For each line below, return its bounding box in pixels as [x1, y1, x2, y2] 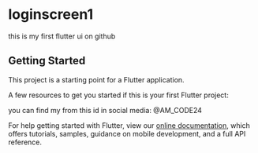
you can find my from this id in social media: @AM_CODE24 [8, 105, 203, 115]
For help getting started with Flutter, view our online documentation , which [8, 120, 251, 130]
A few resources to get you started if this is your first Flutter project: [8, 90, 229, 100]
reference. [8, 137, 42, 147]
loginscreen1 [8, 5, 94, 24]
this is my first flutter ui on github [8, 31, 116, 41]
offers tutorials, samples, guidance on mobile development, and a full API [8, 129, 246, 138]
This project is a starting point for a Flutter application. [8, 75, 185, 84]
